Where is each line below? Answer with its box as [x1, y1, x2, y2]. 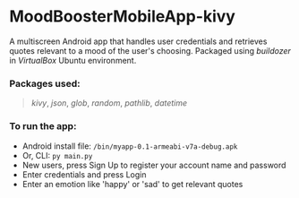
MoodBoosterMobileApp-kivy [9, 6, 235, 27]
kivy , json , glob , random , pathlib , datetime [30, 98, 188, 108]
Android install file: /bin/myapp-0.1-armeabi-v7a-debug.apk [21, 141, 238, 151]
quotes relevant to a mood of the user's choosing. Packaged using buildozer [9, 45, 291, 56]
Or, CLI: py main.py [21, 150, 93, 160]
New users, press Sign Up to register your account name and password [21, 159, 286, 170]
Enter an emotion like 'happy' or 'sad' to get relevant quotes [21, 178, 243, 189]
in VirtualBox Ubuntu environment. [9, 55, 137, 65]
